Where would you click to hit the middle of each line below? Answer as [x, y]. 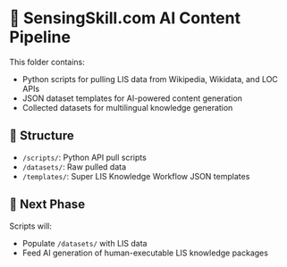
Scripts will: [30, 226]
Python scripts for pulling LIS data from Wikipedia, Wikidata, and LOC [150, 79]
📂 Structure [42, 136]
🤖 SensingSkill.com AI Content [125, 18]
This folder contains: [47, 62]
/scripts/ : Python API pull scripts [84, 157]
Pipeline [40, 37]
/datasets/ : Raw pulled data [74, 167]
